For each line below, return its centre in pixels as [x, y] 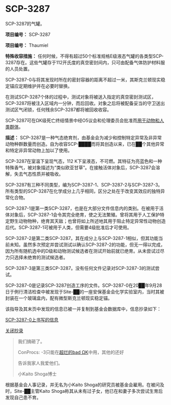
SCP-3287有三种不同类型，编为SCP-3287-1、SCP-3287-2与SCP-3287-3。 [84, 184]
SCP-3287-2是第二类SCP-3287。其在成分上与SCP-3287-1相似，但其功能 [82, 238]
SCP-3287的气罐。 [25, 23]
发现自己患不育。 [23, 397]
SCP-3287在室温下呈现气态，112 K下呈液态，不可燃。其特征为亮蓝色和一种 [84, 161]
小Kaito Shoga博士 [37, 374]
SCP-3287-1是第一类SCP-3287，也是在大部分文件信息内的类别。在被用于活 [84, 208]
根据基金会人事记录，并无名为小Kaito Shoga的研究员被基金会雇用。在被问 [83, 385]
